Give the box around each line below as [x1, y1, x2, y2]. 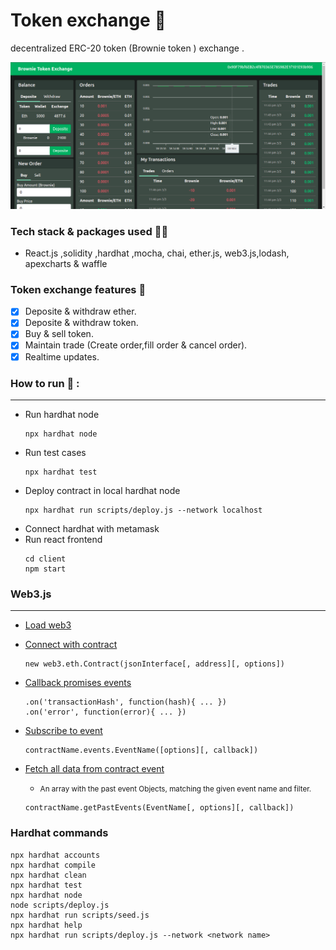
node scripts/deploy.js [10, 900, 110, 910]
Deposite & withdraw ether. [24, 305, 137, 318]
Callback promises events [24, 677, 132, 689]
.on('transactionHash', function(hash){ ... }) [24, 697, 227, 708]
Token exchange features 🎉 [10, 282, 147, 296]
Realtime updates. [24, 350, 100, 363]
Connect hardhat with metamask [24, 522, 160, 534]
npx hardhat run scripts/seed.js [10, 910, 150, 920]
